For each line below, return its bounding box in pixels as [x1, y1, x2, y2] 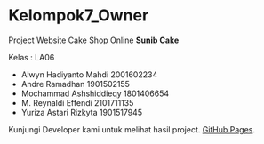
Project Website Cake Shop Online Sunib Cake [8, 35, 180, 45]
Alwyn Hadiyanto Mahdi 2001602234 [20, 68, 158, 80]
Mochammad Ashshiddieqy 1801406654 [20, 88, 170, 99]
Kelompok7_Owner [8, 5, 149, 26]
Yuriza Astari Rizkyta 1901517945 [20, 107, 143, 117]
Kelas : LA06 [8, 52, 55, 62]
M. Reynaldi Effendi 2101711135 [20, 97, 134, 108]
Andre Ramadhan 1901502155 [20, 78, 131, 89]
